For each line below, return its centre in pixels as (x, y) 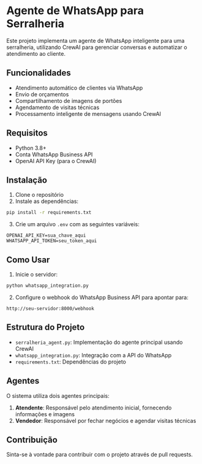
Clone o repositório (39, 195)
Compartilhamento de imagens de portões (69, 101)
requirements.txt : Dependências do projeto (71, 362)
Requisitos (27, 133)
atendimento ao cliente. (36, 53)
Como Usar (28, 260)
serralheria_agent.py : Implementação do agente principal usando (99, 342)
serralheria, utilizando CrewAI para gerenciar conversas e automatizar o (97, 47)
